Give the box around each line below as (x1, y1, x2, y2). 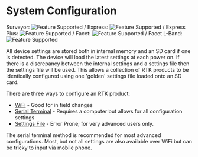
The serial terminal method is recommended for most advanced (6, 131, 161, 139)
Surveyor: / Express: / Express (6, 24, 186, 31)
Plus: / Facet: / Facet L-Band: (6, 29, 183, 36)
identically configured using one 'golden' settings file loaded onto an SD (6, 72, 182, 79)
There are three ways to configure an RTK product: (6, 90, 131, 97)
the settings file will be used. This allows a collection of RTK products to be (6, 66, 189, 73)
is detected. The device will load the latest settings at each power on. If (6, 54, 180, 61)
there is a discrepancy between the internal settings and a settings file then (6, 60, 190, 67)
